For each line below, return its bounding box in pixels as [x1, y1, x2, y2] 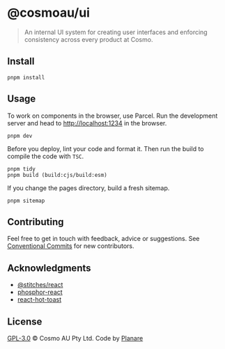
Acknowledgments [7, 262, 92, 274]
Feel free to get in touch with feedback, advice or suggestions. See [7, 235, 200, 243]
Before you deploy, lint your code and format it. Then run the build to [7, 144, 204, 153]
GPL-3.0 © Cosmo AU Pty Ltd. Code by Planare [7, 334, 143, 342]
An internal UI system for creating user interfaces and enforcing [24, 28, 208, 36]
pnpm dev [7, 132, 33, 139]
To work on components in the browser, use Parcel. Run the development [7, 111, 218, 120]
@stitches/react [17, 281, 63, 289]
